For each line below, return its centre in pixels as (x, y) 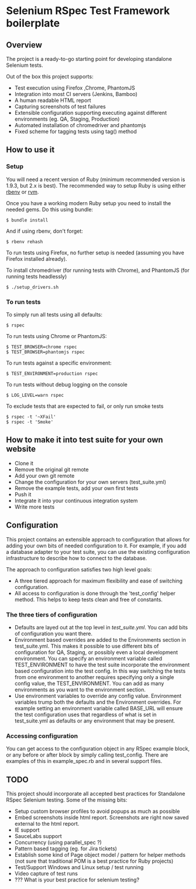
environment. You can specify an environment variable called (88, 658)
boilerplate (33, 23)
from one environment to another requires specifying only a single (94, 677)
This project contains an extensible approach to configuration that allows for (98, 539)
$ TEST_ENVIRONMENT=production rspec (52, 373)
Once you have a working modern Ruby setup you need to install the (89, 203)
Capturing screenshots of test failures (60, 106)
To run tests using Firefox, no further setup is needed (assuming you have (95, 253)
